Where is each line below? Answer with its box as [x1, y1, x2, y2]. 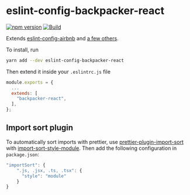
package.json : [6, 150, 39, 158]
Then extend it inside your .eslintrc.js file [6, 68, 111, 75]
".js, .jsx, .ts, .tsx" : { [16, 167, 82, 173]
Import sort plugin [6, 123, 74, 133]
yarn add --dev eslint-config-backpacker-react [6, 57, 125, 63]
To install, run [6, 46, 39, 53]
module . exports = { [6, 79, 54, 85]
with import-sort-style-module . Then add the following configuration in [6, 145, 177, 152]
